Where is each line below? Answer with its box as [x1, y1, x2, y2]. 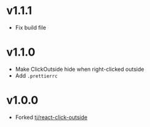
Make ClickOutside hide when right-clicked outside [15, 65, 144, 73]
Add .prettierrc [15, 71, 58, 79]
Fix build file [15, 24, 47, 31]
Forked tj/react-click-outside [15, 114, 88, 121]
